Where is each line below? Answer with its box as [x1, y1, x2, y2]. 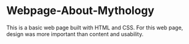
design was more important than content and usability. [6, 30, 144, 37]
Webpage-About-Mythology [6, 4, 155, 18]
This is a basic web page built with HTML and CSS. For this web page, [6, 24, 183, 31]
